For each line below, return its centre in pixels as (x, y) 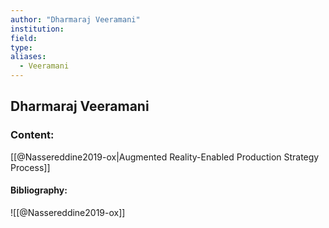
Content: (32, 135)
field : (24, 38)
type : (21, 47)
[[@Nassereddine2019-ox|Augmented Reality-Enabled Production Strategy (165, 157)
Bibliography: (39, 190)
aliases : (28, 57)
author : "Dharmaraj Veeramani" (75, 19)
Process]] (30, 167)
